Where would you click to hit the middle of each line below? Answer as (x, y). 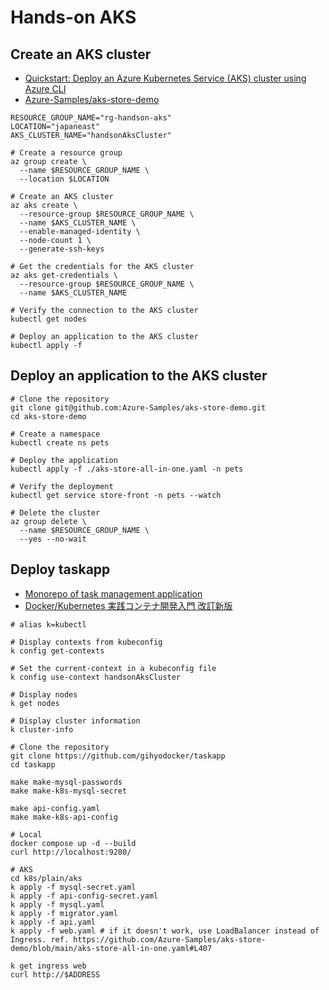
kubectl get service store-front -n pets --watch (116, 495)
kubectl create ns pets (60, 442)
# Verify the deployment (62, 486)
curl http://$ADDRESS (55, 974)
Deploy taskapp (60, 569)
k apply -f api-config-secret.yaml (84, 896)
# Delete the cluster (55, 512)
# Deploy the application (64, 460)
